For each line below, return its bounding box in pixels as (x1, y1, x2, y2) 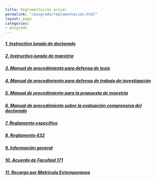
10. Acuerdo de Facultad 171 (5, 157, 63, 163)
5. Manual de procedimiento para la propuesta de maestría (5, 90, 129, 96)
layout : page (5, 16, 32, 21)
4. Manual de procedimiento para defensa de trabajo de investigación (5, 77, 151, 83)
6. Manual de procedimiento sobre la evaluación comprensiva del (5, 103, 142, 108)
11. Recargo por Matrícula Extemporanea (5, 170, 90, 176)
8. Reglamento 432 (5, 132, 45, 138)
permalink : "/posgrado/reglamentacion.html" (5, 12, 98, 17)
